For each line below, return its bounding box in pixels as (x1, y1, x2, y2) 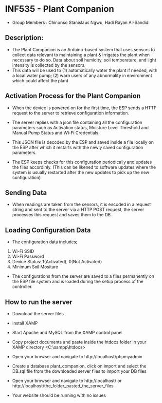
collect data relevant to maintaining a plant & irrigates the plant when (12, 52, 150, 58)
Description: (5, 34, 44, 42)
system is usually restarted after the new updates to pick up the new (12, 169, 150, 175)
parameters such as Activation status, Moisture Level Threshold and (12, 124, 149, 130)
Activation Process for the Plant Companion (5, 92, 141, 100)
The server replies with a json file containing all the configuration (12, 119, 143, 125)
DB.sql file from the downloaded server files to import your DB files (12, 368, 147, 374)
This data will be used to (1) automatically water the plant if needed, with (12, 67, 158, 73)
